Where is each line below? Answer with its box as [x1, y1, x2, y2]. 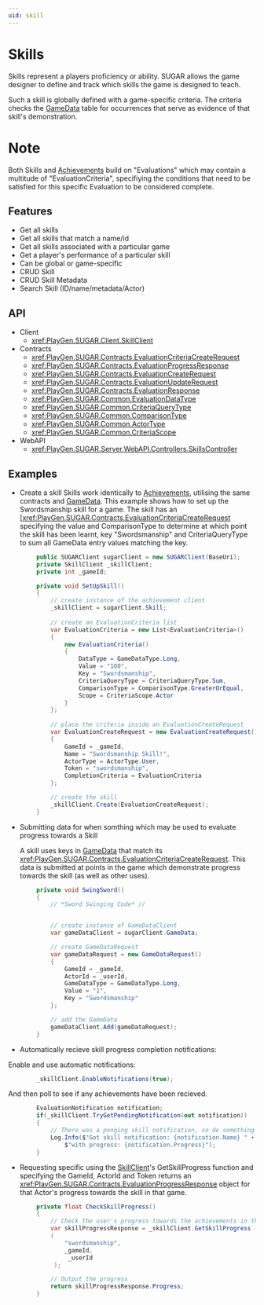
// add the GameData [49, 1015, 118, 1024]
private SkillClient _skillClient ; [36, 560, 153, 568]
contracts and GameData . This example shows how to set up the [19, 496, 229, 505]
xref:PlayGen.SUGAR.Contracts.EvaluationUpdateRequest [31, 378, 218, 387]
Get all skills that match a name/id [19, 233, 130, 244]
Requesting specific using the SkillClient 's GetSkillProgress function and [19, 1162, 254, 1171]
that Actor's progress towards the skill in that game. [19, 1187, 187, 1197]
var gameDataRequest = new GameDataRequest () [49, 950, 202, 959]
